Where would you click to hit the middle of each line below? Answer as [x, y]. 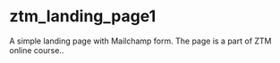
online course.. [37, 50]
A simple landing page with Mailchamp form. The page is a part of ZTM [140, 41]
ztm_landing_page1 [83, 16]
